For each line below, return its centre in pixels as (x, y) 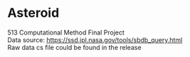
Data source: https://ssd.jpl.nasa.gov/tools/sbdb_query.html (95, 39)
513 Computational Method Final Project (66, 32)
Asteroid (33, 13)
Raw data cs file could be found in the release (74, 47)
